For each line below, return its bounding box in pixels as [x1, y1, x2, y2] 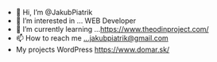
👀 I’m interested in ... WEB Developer [15, 16, 137, 25]
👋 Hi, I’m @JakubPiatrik [15, 8, 93, 17]
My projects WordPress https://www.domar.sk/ [15, 45, 170, 54]
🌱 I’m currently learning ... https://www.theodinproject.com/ [15, 25, 209, 33]
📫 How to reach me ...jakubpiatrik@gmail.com [15, 33, 169, 43]
